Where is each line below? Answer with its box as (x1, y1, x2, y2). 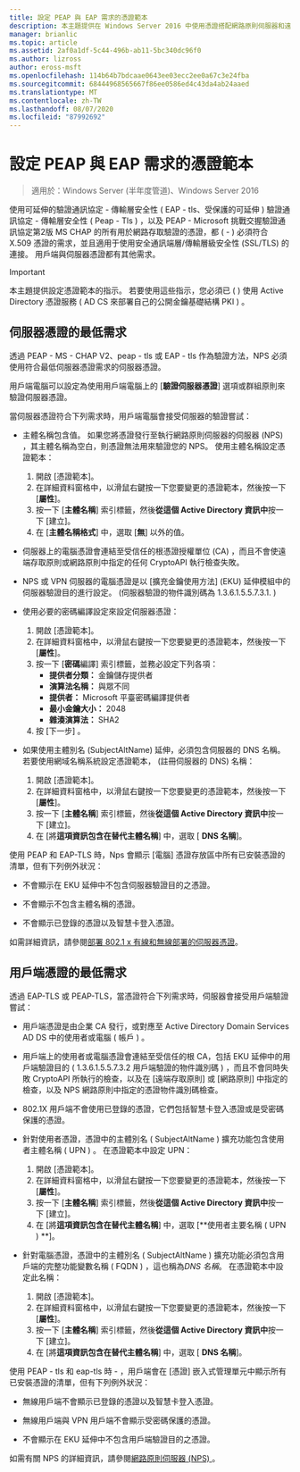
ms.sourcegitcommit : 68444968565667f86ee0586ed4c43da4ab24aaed (9, 79, 250, 88)
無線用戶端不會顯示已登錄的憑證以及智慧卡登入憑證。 (21, 1395, 219, 1407)
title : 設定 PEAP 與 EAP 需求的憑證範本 (9, 13, 148, 22)
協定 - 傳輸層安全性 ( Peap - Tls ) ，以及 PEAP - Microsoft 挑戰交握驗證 (16, 215, 279, 226)
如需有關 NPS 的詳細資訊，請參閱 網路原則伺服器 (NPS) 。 (9, 1452, 221, 1463)
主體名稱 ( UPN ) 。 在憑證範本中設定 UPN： (29, 1144, 193, 1155)
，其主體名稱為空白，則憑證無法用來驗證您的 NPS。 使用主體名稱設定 (21, 440, 279, 451)
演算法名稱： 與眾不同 (48, 681, 130, 691)
